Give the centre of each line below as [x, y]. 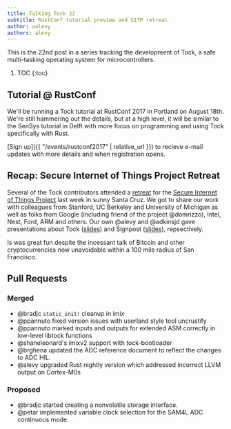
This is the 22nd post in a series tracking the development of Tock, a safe [111, 52]
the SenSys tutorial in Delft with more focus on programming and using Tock [115, 126]
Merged [21, 299]
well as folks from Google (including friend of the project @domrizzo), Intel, [114, 214]
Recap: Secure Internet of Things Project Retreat [114, 176]
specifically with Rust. [38, 133]
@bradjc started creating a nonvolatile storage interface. [97, 405]
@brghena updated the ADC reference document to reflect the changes [119, 350]
